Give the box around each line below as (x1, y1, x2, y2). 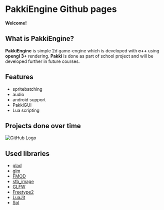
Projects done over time (5, 121, 81, 130)
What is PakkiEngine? (5, 34, 74, 43)
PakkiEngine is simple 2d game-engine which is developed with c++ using (5, 47, 159, 53)
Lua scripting (12, 107, 40, 113)
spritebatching (12, 86, 42, 92)
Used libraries (5, 149, 50, 158)
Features (5, 73, 33, 81)
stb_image (12, 179, 34, 185)
